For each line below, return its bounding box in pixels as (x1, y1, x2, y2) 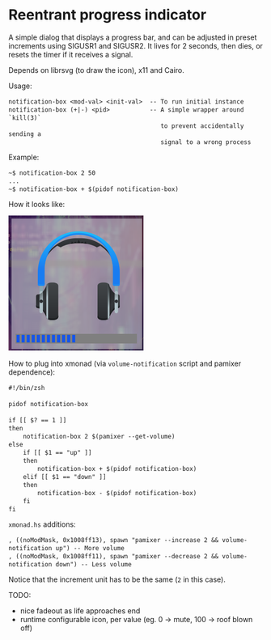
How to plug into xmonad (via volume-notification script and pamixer (8, 358, 241, 368)
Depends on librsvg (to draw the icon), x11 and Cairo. (8, 65, 184, 74)
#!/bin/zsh (8, 384, 45, 392)
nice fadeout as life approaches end (19, 605, 141, 616)
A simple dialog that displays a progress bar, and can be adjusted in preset (8, 32, 257, 42)
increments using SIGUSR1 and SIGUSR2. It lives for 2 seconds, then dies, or (8, 40, 263, 50)
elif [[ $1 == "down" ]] (23, 473, 107, 481)
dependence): (8, 367, 55, 377)
